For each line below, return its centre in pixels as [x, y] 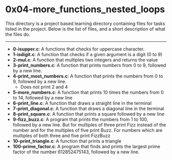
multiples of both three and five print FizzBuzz [61, 136]
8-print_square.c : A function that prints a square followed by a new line [89, 114]
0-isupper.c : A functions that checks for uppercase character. [79, 49]
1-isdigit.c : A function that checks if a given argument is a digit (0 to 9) [88, 54]
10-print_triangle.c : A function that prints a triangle [67, 141]
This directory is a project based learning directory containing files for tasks [85, 23]
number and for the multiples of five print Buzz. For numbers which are [88, 130]
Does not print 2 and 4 [44, 87]
